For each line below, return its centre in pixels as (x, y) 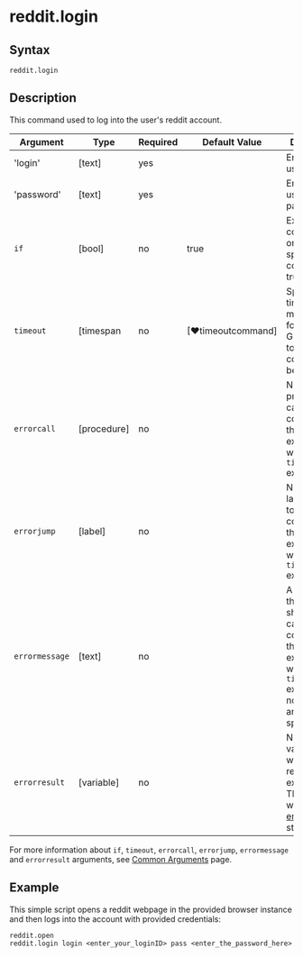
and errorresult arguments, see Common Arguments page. (121, 859)
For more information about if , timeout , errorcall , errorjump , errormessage (149, 850)
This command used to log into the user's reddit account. (116, 120)
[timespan (100, 331)
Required (158, 141)
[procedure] (104, 428)
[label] (92, 531)
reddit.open (32, 935)
